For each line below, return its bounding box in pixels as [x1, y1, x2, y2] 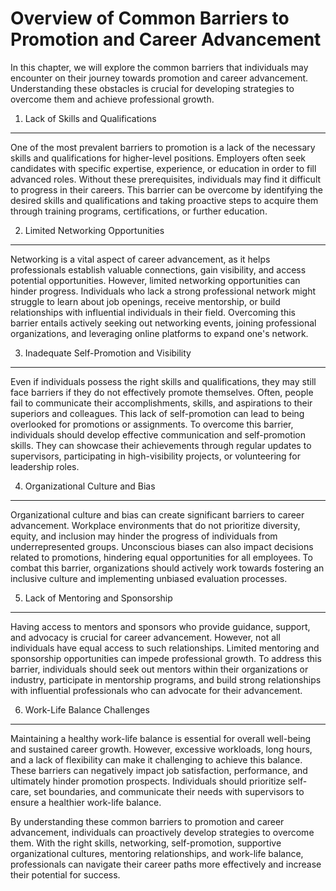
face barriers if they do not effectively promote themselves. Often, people [10, 386, 314, 398]
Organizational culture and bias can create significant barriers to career [10, 508, 305, 521]
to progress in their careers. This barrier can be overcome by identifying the [10, 183, 324, 196]
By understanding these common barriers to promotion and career [10, 815, 285, 827]
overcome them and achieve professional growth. [10, 93, 215, 105]
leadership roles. [10, 460, 80, 472]
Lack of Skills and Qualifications [24, 112, 157, 124]
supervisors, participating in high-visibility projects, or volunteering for [10, 450, 302, 462]
